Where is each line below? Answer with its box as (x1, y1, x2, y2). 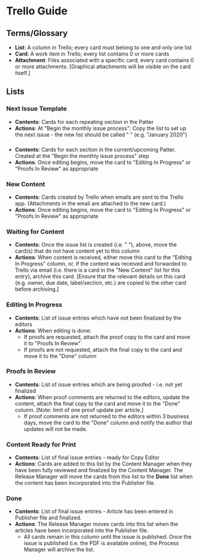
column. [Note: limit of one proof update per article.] (14, 406, 144, 414)
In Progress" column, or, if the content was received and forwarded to (14, 260, 187, 268)
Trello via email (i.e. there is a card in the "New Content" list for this (14, 266, 180, 274)
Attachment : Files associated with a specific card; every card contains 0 (14, 57, 194, 63)
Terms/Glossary (6, 28, 68, 38)
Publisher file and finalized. (14, 514, 82, 521)
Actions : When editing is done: (14, 327, 91, 334)
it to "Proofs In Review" (23, 339, 81, 347)
